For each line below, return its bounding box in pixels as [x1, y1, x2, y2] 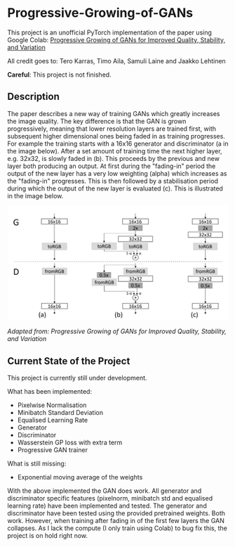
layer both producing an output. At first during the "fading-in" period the [7, 162, 216, 170]
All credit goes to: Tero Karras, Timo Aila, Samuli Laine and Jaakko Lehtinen [7, 56, 226, 65]
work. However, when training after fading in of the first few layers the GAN [7, 516, 224, 525]
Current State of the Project [7, 355, 130, 367]
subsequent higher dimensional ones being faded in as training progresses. [7, 131, 226, 140]
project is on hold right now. [7, 531, 88, 539]
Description [7, 91, 60, 103]
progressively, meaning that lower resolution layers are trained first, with [7, 124, 216, 133]
